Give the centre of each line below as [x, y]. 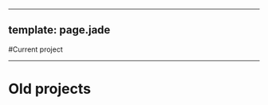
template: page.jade [59, 30]
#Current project [35, 49]
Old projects [50, 89]
